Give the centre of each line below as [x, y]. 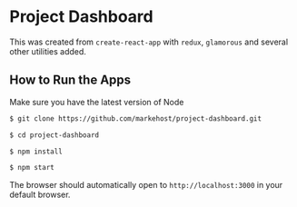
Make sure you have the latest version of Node [97, 102]
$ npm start [32, 168]
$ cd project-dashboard [54, 135]
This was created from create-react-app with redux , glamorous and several [149, 42]
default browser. [40, 195]
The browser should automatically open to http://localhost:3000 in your [146, 185]
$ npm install [36, 152]
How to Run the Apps [70, 80]
